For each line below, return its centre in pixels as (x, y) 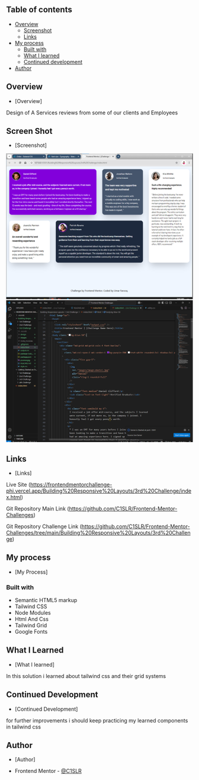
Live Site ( (18, 484)
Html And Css (32, 619)
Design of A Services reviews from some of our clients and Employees (92, 113)
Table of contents (39, 10)
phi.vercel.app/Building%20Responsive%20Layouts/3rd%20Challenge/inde (99, 491)
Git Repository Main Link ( (38, 509)
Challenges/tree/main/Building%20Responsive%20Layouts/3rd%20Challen (98, 532)
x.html (14, 497)
